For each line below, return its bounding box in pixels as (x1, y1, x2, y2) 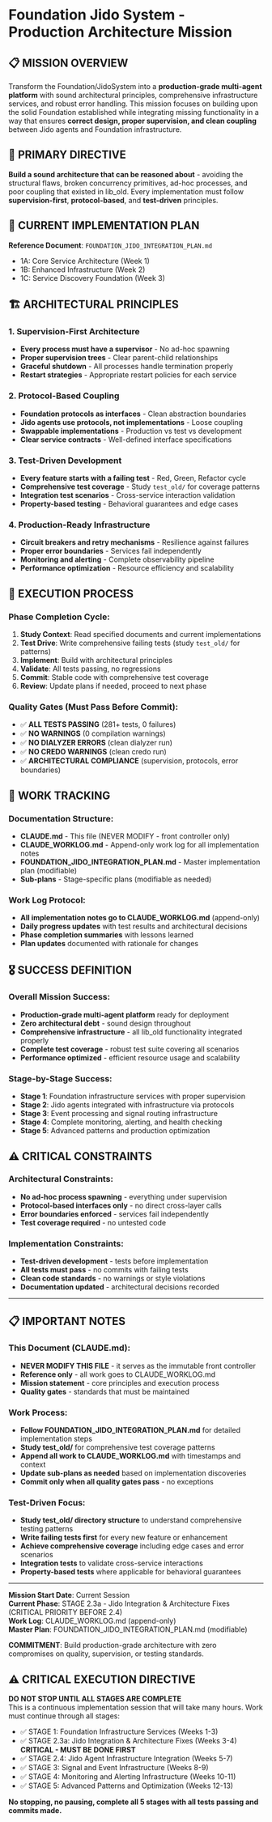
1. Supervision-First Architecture (8, 325, 140, 337)
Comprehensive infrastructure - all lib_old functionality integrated (19, 1026, 243, 1037)
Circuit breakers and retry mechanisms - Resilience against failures (19, 537, 249, 547)
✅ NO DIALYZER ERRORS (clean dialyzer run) (19, 738, 172, 748)
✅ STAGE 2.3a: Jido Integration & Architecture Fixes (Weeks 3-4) (19, 1736, 237, 1746)
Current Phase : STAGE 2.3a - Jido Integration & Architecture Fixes (8, 1599, 231, 1608)
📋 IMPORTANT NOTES (8, 1314, 125, 1328)
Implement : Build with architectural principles (19, 655, 172, 665)
